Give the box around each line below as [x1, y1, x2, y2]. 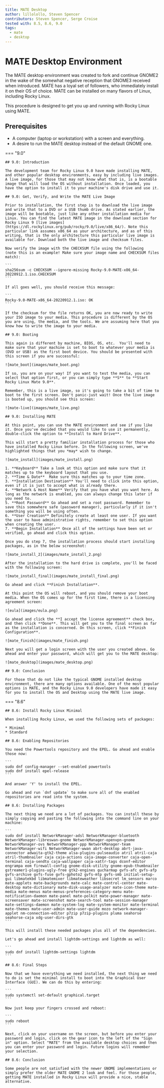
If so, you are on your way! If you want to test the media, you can [5, 371, 151, 376]
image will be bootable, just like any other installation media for [5, 211, 151, 216]
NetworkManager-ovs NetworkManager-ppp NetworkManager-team [5, 842, 131, 847]
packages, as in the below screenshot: [5, 543, 87, 548]
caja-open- [130, 854, 153, 860]
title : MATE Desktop [5, 7, 48, 12]
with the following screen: [5, 565, 63, 570]
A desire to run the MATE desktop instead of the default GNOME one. [12, 140, 153, 146]
